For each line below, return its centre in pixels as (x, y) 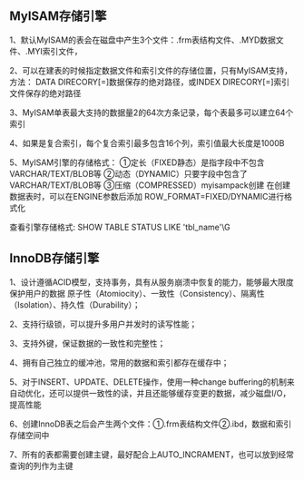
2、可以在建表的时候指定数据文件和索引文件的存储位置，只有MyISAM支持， (151, 70)
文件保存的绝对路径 (45, 93)
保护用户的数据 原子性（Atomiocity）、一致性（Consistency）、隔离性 (137, 293)
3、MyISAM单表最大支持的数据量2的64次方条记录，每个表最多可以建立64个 (152, 113)
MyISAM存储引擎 (58, 16)
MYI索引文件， (55, 51)
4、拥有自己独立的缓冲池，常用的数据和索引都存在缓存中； (119, 362)
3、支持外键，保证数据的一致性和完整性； (88, 343)
